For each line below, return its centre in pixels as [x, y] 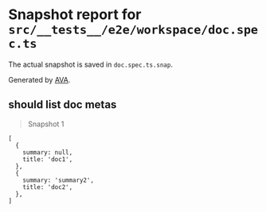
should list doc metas [63, 105]
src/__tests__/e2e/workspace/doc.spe [133, 30]
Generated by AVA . [39, 79]
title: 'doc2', [48, 187]
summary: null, [48, 152]
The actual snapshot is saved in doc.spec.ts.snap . [91, 64]
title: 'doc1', [48, 159]
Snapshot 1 [46, 124]
